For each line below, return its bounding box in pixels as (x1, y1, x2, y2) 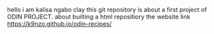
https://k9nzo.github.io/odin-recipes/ (7, 20, 112, 27)
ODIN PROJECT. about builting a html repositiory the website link (7, 13, 191, 21)
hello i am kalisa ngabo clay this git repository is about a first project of (7, 6, 207, 13)
